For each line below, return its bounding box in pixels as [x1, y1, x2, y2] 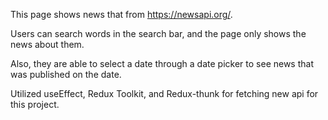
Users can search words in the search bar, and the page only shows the [10, 28, 307, 39]
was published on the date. [10, 69, 122, 80]
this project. [10, 99, 60, 110]
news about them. [10, 39, 85, 50]
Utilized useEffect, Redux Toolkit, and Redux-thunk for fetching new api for [10, 88, 319, 99]
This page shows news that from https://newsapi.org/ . [10, 9, 233, 20]
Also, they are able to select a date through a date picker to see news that [10, 58, 314, 69]
